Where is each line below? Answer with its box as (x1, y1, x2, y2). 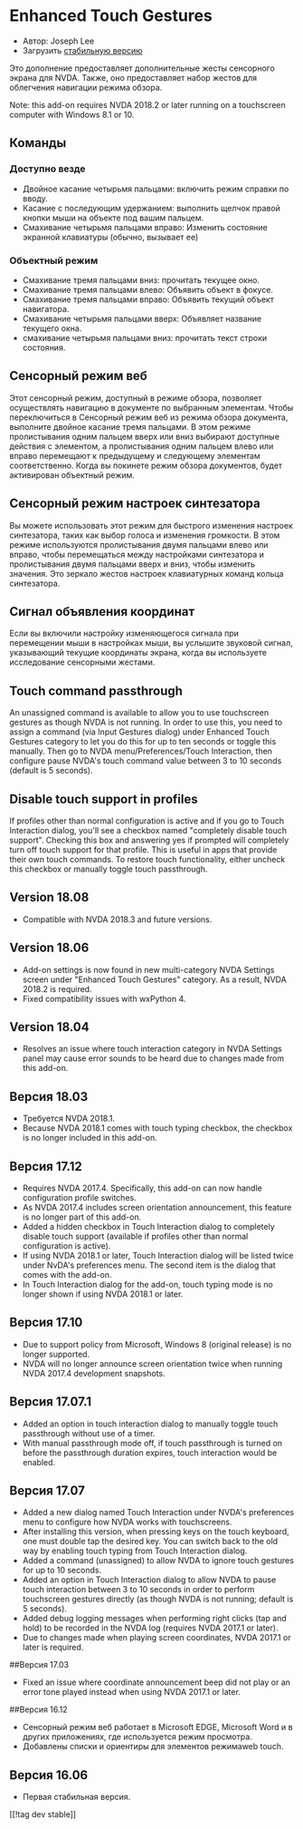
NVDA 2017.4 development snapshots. (22, 1367, 166, 1378)
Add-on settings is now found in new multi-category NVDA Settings (22, 964, 275, 975)
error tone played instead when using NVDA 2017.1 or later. (22, 1687, 241, 1698)
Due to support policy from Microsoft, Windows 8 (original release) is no (22, 1338, 292, 1349)
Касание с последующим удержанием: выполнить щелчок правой (22, 202, 280, 213)
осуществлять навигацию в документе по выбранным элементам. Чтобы (9, 402, 294, 413)
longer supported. (22, 1348, 90, 1359)
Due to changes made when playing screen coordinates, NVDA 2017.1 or (22, 1632, 291, 1643)
